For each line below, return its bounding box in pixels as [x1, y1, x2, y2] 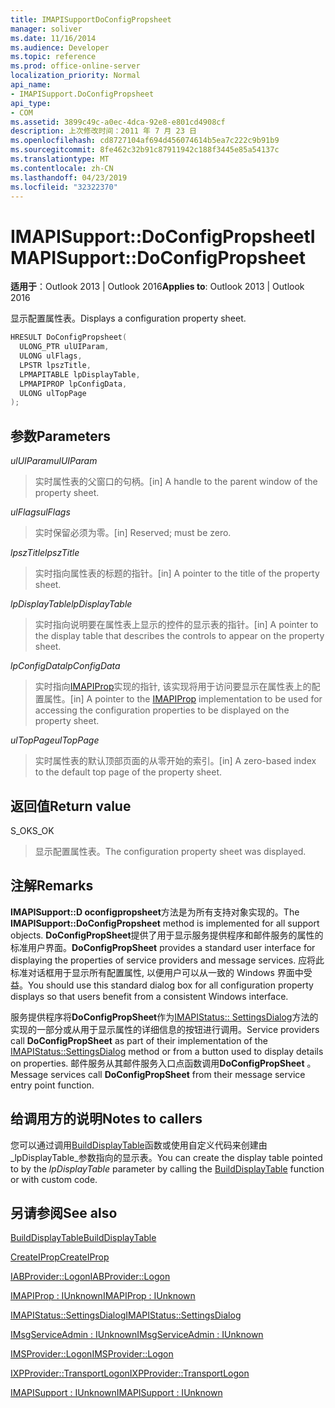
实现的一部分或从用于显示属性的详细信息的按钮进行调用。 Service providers [10, 1023, 320, 1035]
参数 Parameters [10, 427, 111, 445]
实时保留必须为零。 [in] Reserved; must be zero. [34, 527, 232, 539]
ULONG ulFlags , [19, 351, 83, 361]
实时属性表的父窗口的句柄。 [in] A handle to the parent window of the [34, 476, 318, 488]
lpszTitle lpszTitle [10, 547, 80, 559]
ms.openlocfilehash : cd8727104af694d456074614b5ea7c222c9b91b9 [10, 136, 280, 146]
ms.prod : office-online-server [10, 61, 141, 71]
